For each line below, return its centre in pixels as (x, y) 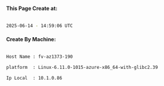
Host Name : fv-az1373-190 (40, 57)
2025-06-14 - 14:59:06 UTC (40, 26)
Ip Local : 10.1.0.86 (34, 78)
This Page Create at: (32, 8)
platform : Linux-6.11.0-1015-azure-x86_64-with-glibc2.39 (82, 68)
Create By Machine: (31, 39)
